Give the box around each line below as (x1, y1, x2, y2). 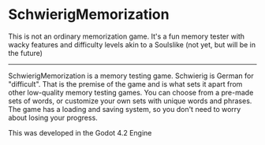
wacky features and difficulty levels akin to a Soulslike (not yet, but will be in (8, 39, 256, 49)
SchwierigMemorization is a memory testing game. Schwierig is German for (8, 71, 254, 80)
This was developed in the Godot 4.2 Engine (8, 128, 152, 137)
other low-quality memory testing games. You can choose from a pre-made (8, 87, 254, 97)
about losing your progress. (8, 113, 99, 122)
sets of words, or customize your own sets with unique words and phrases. (8, 96, 252, 106)
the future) (8, 48, 43, 58)
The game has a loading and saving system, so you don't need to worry (8, 104, 241, 113)
